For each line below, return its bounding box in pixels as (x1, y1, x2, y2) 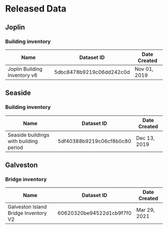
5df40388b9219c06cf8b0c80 (57, 137, 131, 144)
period (7, 143, 23, 150)
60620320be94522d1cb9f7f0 (57, 209, 131, 216)
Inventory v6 (7, 71, 37, 78)
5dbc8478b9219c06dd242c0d (54, 68, 130, 75)
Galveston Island (7, 203, 47, 210)
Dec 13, (135, 134, 155, 141)
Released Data (5, 3, 66, 14)
